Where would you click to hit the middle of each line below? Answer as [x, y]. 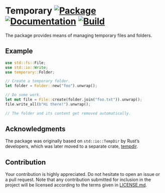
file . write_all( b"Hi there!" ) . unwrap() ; [48, 104]
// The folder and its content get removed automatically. [68, 113]
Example [19, 51]
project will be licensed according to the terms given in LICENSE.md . [76, 185]
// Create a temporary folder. [38, 81]
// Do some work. [23, 95]
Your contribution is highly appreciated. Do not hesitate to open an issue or [83, 174]
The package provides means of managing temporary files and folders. [79, 35]
